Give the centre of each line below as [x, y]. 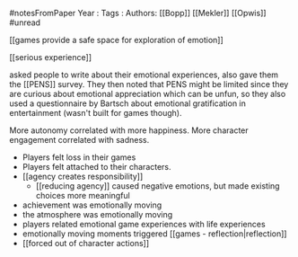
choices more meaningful [83, 195]
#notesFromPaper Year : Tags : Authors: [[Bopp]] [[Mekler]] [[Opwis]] [138, 13]
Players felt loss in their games [79, 157]
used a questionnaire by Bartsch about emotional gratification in [128, 103]
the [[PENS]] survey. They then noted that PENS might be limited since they [149, 84]
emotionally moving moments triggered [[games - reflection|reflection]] [154, 234]
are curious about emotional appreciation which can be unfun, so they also [148, 94]
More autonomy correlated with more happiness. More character [129, 130]
